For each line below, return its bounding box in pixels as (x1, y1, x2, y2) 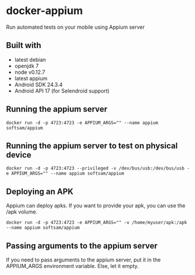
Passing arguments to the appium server (6, 240, 158, 250)
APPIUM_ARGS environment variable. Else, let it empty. (6, 263, 139, 269)
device (6, 150, 32, 159)
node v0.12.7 (14, 69, 46, 76)
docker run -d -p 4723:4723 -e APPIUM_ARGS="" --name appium (6, 120, 159, 125)
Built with (6, 40, 42, 50)
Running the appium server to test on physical (6, 141, 178, 151)
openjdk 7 (14, 62, 39, 69)
